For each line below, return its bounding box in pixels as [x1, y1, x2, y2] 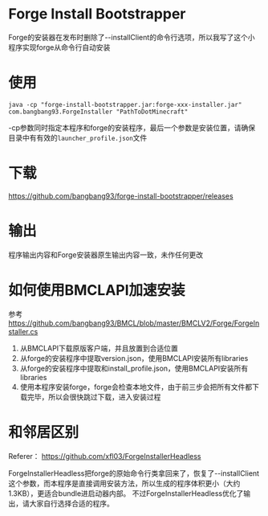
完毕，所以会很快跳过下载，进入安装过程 [26, 391, 161, 402]
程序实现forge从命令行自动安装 [8, 42, 111, 52]
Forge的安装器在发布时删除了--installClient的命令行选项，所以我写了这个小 [8, 32, 255, 42]
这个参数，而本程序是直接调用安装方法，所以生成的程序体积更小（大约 [8, 478, 241, 488]
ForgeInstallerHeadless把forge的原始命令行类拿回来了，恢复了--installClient [8, 468, 259, 478]
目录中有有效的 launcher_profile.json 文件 [8, 133, 148, 142]
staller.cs [8, 326, 39, 336]
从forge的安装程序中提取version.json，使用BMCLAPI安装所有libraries [19, 353, 249, 362]
